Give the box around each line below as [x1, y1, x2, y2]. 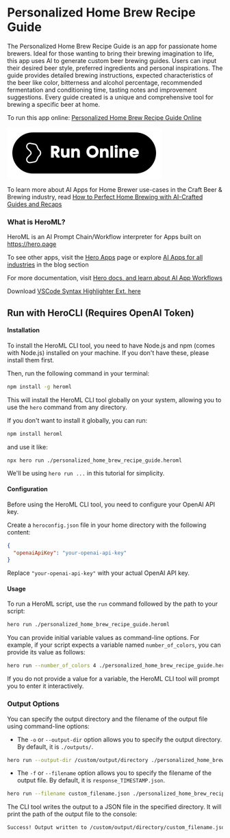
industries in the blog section [7, 260, 89, 269]
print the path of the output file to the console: [7, 810, 138, 818]
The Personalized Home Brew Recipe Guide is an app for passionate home [7, 42, 218, 50]
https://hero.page [7, 240, 57, 248]
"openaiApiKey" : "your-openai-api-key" [13, 550, 127, 556]
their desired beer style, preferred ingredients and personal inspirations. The [7, 64, 223, 72]
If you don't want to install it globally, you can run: [7, 416, 148, 424]
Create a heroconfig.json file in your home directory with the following [7, 521, 207, 529]
